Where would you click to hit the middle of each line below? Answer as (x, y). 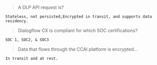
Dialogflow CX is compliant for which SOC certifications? (78, 30)
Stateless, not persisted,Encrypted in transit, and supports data (79, 17)
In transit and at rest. (32, 58)
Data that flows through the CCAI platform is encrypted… (78, 49)
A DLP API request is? (41, 7)
